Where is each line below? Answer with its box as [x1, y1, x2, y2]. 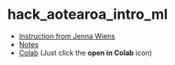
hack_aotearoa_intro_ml [7, 5, 169, 23]
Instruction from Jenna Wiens [18, 31, 116, 41]
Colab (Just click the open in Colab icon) [18, 48, 153, 57]
